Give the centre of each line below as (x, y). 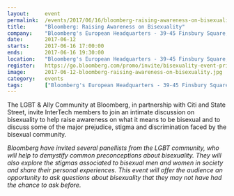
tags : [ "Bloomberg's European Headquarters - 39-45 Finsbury (107, 85)
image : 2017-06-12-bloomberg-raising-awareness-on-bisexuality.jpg (115, 72)
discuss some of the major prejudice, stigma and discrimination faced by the (117, 127)
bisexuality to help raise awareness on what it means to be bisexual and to (114, 120)
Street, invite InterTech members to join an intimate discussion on (101, 112)
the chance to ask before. (44, 185)
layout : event (34, 14)
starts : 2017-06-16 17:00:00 (56, 46)
